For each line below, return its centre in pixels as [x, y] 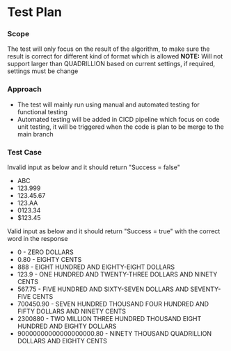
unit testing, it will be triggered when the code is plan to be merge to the [120, 127]
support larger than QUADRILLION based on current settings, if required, [111, 64]
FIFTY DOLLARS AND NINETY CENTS [72, 311]
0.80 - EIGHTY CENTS [49, 260]
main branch [35, 134]
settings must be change [43, 71]
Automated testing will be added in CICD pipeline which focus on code [119, 119]
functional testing [42, 111]
